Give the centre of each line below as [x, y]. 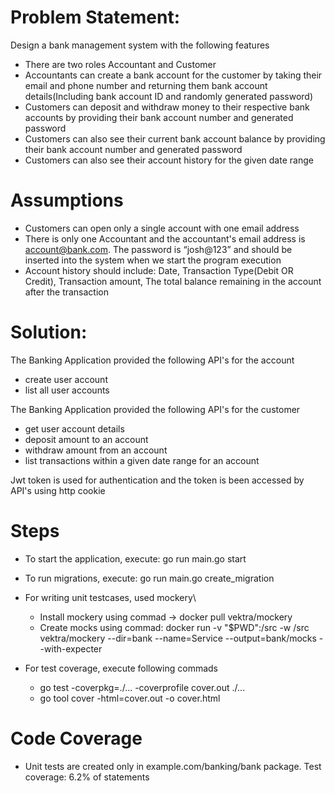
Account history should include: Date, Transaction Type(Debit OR [159, 270]
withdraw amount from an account [96, 450]
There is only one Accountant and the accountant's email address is [165, 238]
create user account [66, 379]
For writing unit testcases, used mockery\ [110, 597]
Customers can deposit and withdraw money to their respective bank [167, 107]
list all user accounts [67, 390]
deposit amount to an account [86, 439]
